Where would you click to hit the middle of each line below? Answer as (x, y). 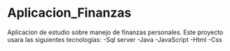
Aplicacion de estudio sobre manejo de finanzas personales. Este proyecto (115, 32)
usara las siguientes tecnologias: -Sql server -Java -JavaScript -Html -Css (115, 39)
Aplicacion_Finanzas (69, 13)
